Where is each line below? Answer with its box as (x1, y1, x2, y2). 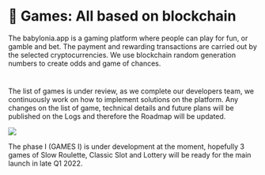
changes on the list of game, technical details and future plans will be (8, 103, 235, 113)
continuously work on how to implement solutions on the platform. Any (8, 95, 239, 105)
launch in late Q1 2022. (8, 158, 83, 169)
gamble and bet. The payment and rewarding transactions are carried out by (8, 41, 257, 51)
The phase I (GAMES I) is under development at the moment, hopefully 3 (8, 142, 245, 151)
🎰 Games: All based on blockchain (8, 7, 237, 25)
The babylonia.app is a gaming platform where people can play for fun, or (8, 33, 248, 43)
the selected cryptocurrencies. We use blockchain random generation (8, 50, 237, 59)
